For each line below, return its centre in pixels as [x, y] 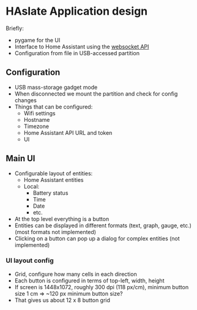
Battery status [50, 193]
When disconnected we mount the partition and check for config [96, 94]
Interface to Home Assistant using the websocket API [82, 47]
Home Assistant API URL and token [68, 132]
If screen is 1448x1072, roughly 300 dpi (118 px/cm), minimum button [102, 287]
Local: [32, 186]
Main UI [20, 158]
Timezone [36, 126]
